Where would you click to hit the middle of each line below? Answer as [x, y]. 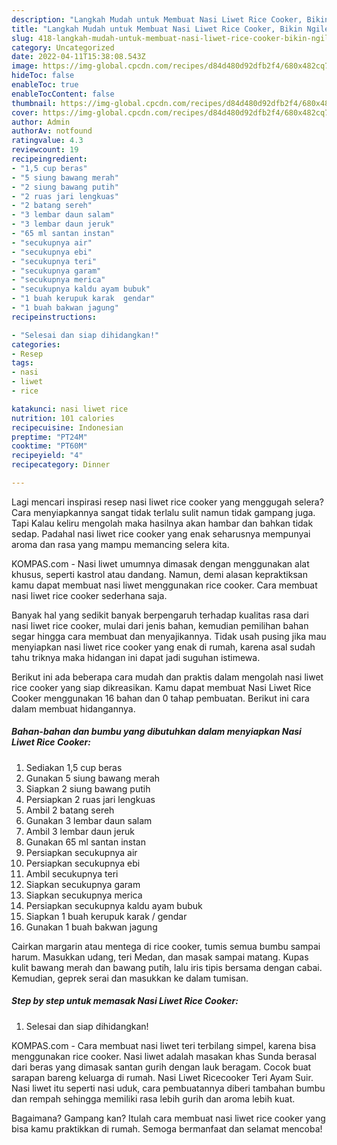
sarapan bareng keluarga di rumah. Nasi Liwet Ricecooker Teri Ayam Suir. [162, 1077]
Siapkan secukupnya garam [83, 884]
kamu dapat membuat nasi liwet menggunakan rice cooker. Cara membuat [164, 585]
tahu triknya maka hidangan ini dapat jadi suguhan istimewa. [136, 657]
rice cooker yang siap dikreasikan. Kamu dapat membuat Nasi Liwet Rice [161, 687]
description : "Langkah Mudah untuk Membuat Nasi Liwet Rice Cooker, [157, 19]
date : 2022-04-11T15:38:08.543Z [78, 57]
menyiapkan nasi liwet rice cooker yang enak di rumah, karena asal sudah [163, 647]
